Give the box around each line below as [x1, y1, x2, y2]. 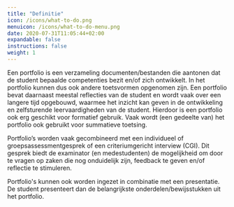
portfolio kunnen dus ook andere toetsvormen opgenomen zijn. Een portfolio [7, 83, 227, 92]
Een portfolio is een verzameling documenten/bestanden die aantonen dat [7, 68, 221, 77]
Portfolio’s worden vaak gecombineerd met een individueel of [7, 134, 184, 142]
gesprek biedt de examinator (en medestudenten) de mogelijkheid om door [7, 148, 224, 157]
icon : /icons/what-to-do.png [7, 17, 92, 24]
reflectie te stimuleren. [7, 164, 72, 172]
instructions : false [7, 43, 68, 50]
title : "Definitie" [7, 10, 64, 17]
